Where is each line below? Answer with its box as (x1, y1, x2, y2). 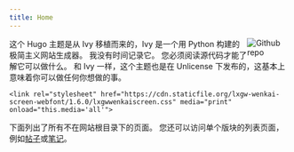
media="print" (179, 97, 233, 107)
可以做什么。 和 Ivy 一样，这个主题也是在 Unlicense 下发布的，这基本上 (24, 60, 286, 71)
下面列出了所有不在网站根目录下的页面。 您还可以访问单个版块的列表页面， (9, 122, 284, 132)
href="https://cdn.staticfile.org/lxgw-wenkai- (100, 90, 280, 99)
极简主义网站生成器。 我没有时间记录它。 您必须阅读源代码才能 (9, 50, 240, 60)
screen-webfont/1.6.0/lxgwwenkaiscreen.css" (9, 97, 177, 107)
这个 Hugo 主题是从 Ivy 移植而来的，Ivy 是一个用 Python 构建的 (9, 38, 240, 49)
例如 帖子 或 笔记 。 (9, 132, 72, 143)
